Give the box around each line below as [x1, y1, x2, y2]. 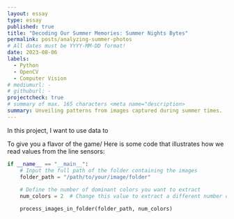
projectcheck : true [7, 95, 64, 102]
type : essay [7, 17, 42, 24]
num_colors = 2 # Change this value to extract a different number [19, 193, 223, 200]
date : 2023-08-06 [7, 49, 58, 56]
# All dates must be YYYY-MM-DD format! [7, 42, 127, 49]
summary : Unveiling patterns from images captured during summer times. [7, 107, 223, 114]
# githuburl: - [7, 88, 52, 95]
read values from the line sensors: [7, 147, 105, 155]
